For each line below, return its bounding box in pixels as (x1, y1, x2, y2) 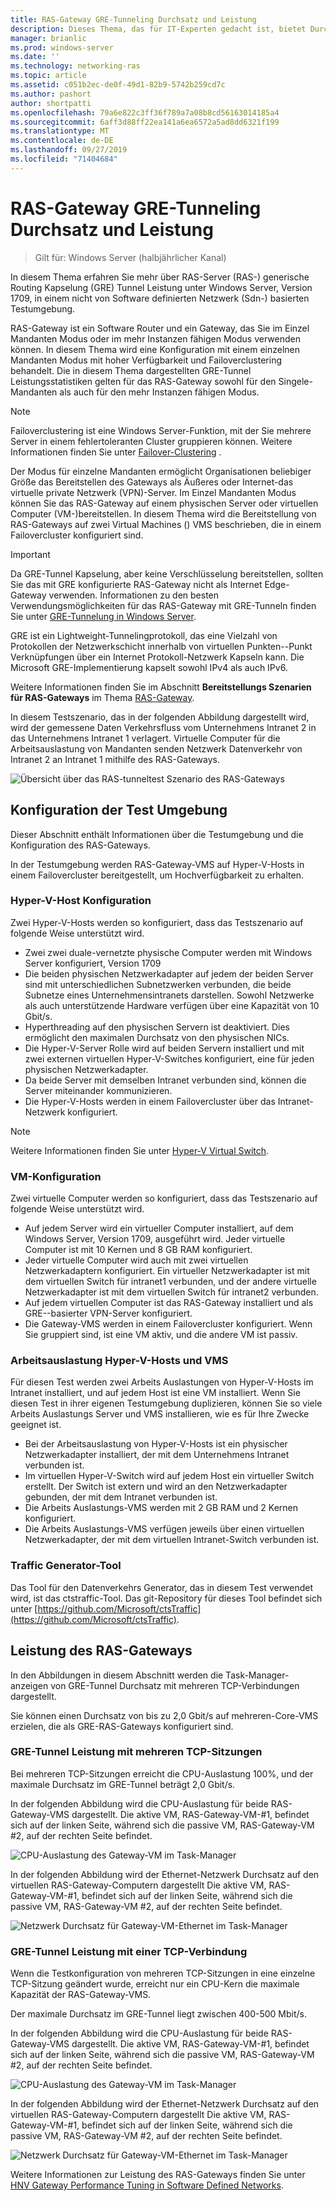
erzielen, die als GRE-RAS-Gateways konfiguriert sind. (10, 1720, 234, 1732)
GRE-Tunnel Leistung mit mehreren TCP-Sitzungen (10, 1745, 263, 1759)
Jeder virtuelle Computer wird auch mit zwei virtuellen (24, 1254, 249, 1266)
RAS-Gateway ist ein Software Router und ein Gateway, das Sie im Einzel (10, 322, 310, 334)
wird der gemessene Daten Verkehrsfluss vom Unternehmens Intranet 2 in (10, 721, 317, 733)
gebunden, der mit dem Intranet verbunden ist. (24, 1491, 218, 1503)
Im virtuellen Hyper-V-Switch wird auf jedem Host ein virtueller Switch (24, 1470, 315, 1482)
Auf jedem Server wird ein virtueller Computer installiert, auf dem (24, 1222, 294, 1235)
